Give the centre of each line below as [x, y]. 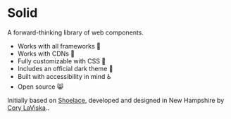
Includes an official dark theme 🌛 [65, 68]
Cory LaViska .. [29, 108]
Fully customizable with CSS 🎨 [62, 61]
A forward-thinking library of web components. [76, 32]
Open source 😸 [40, 87]
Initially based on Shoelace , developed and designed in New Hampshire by [116, 100]
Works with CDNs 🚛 [46, 54]
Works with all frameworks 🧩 [59, 46]
